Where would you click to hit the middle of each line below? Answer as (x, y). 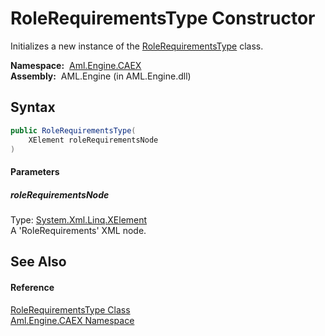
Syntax (33, 107)
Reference (32, 287)
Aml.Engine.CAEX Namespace (72, 320)
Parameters (35, 171)
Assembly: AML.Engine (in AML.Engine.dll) (101, 76)
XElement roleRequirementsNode (93, 140)
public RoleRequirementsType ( (73, 130)
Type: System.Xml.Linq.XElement (79, 219)
